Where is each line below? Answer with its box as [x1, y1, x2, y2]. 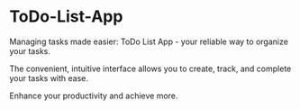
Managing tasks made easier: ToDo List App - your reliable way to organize [9, 36, 288, 47]
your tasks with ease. [9, 72, 88, 83]
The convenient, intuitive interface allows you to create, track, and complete [9, 63, 292, 74]
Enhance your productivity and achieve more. [9, 90, 178, 101]
